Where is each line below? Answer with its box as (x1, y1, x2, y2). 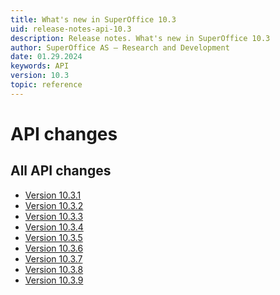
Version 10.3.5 (24, 231, 83, 243)
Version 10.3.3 (24, 210, 84, 222)
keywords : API (10, 61, 70, 71)
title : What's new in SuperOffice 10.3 (10, 14, 177, 25)
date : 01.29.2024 (10, 52, 83, 62)
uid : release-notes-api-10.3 (10, 24, 132, 34)
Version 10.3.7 (24, 252, 83, 265)
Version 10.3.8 (24, 263, 84, 275)
